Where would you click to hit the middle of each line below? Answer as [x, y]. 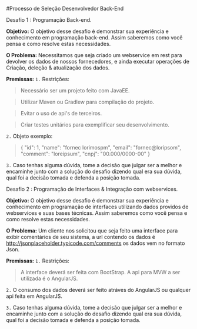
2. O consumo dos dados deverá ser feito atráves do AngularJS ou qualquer [98, 290]
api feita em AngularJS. [34, 296]
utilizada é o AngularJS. [49, 278]
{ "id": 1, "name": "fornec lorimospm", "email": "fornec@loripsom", [101, 147]
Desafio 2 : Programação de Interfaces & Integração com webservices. [92, 189]
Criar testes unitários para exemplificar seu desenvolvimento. [95, 125]
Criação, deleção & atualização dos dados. [58, 68]
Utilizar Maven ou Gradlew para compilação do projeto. [87, 102]
